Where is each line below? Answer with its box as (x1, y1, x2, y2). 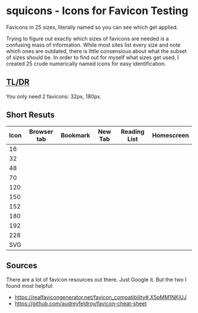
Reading (120, 127, 145, 136)
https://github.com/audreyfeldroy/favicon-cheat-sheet (14, 300, 147, 307)
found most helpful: (6, 282, 54, 289)
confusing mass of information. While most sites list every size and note (6, 41, 181, 48)
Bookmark (61, 131, 90, 139)
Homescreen (152, 131, 189, 139)
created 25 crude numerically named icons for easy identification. (6, 60, 166, 67)
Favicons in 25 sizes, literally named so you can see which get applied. (6, 24, 179, 31)
